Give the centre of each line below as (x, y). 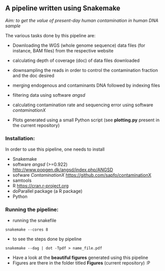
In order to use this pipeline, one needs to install (55, 149)
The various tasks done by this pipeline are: (50, 35)
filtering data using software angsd (49, 95)
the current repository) (36, 125)
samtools (22, 180)
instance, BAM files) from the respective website (63, 50)
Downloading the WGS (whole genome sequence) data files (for (79, 45)
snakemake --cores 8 (27, 230)
